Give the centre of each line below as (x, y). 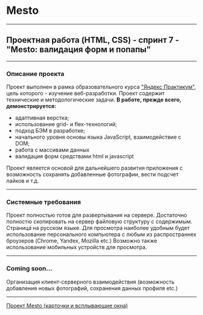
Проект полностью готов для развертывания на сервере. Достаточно (97, 215)
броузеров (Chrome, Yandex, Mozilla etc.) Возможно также (82, 241)
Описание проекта (35, 74)
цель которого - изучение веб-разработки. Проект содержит (85, 94)
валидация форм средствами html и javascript (74, 156)
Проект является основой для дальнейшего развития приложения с (95, 168)
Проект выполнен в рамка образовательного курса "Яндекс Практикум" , (101, 87)
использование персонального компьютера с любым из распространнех (101, 234)
